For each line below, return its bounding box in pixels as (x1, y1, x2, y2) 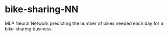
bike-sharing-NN (5, 4, 79, 15)
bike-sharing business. (5, 25, 53, 31)
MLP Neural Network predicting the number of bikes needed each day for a (5, 20, 164, 26)
